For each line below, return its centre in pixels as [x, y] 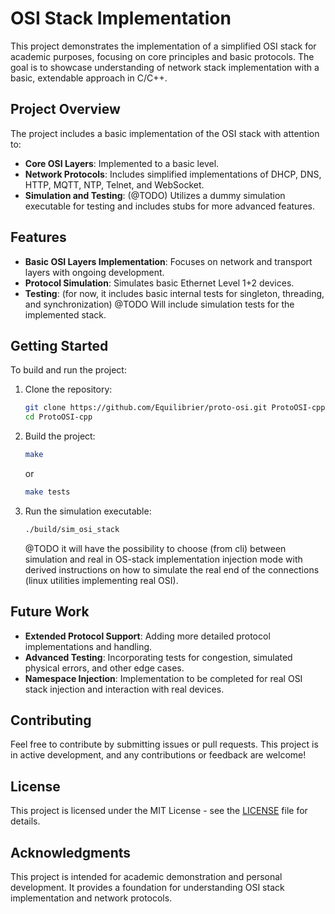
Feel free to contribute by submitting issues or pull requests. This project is [164, 744]
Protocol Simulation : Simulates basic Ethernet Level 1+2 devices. [159, 283]
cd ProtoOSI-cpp [58, 417]
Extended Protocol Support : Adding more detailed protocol [147, 636]
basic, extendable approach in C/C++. [89, 78]
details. [25, 821]
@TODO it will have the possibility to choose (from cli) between [155, 548]
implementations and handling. [88, 646]
